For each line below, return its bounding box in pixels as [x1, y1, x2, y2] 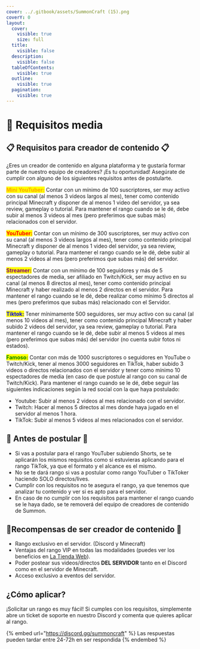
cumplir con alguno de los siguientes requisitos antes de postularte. [6, 175, 173, 182]
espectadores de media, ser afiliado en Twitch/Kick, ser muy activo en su [6, 273, 187, 280]
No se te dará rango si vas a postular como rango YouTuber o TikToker [14, 468, 189, 476]
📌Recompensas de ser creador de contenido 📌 [6, 524, 182, 534]
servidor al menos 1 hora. [14, 410, 78, 417]
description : [11, 53, 44, 59]
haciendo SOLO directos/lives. [14, 475, 90, 482]
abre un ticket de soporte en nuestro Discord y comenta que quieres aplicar [6, 612, 193, 619]
